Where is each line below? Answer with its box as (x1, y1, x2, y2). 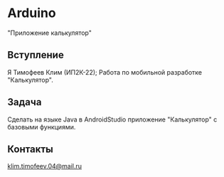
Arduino (7, 5, 56, 21)
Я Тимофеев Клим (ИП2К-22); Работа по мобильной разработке (7, 68, 203, 76)
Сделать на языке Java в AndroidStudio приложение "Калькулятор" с (7, 115, 218, 124)
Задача (7, 96, 42, 108)
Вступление (7, 49, 64, 61)
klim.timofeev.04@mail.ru (7, 162, 82, 171)
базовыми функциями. (7, 122, 76, 131)
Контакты (7, 143, 53, 155)
